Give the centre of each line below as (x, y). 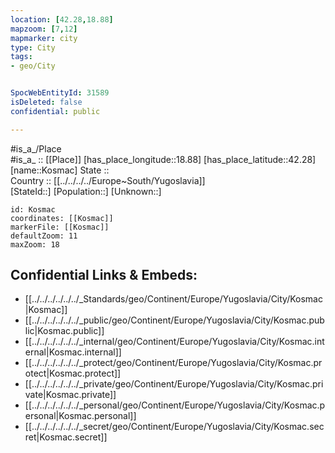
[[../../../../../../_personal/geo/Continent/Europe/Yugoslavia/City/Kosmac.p (175, 405)
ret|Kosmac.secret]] (66, 437)
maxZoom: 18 (35, 244)
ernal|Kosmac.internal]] (73, 352)
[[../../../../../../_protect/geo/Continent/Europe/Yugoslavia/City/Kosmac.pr (173, 363)
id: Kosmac (33, 209)
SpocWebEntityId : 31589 (60, 93)
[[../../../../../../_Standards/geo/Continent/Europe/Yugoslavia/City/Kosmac (173, 299)
